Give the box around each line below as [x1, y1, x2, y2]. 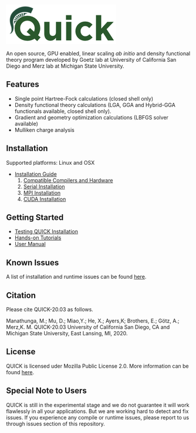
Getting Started [6, 212, 64, 222]
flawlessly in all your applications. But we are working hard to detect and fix [6, 408, 189, 415]
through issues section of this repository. [6, 420, 106, 427]
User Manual [14, 241, 46, 248]
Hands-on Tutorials [14, 234, 62, 241]
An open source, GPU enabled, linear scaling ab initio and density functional [6, 50, 191, 57]
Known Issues [6, 258, 59, 268]
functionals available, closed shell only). [14, 108, 111, 115]
